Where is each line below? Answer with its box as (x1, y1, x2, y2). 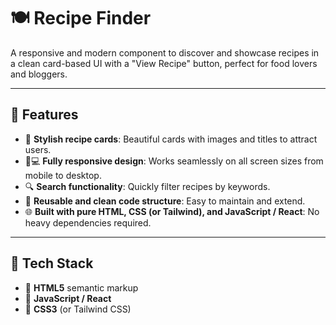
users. (24, 143, 52, 155)
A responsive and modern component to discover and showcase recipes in (10, 46, 320, 59)
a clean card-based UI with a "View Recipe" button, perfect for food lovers (10, 57, 318, 69)
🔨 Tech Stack (10, 255, 94, 272)
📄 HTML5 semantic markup (24, 281, 139, 294)
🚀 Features (10, 106, 79, 124)
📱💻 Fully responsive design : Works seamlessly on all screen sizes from (24, 155, 324, 167)
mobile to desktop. (24, 169, 102, 181)
